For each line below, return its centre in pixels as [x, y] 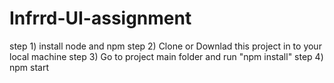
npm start [29, 67]
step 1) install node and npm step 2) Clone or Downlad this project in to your [165, 46]
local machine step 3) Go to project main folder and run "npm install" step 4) [166, 56]
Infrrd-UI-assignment [100, 18]
